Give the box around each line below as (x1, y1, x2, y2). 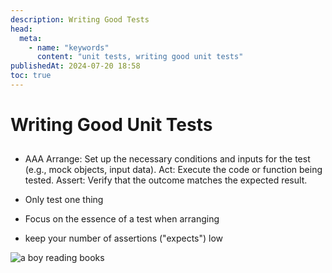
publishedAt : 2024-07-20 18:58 (10, 61, 141, 71)
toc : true (10, 71, 52, 81)
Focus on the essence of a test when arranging (24, 213, 220, 225)
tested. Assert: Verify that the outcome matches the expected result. (24, 174, 308, 186)
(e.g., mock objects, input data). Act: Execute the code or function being (24, 164, 323, 176)
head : (10, 24, 33, 34)
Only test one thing (24, 194, 104, 206)
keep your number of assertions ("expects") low (24, 232, 224, 245)
